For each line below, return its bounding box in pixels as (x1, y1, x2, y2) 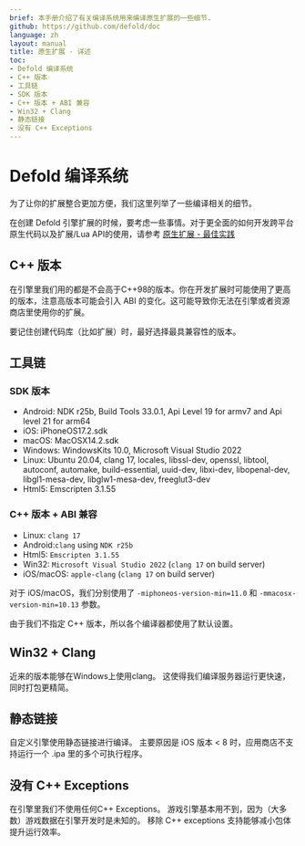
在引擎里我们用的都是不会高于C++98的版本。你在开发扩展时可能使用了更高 (9, 284, 291, 295)
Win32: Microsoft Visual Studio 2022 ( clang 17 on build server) (22, 559, 266, 569)
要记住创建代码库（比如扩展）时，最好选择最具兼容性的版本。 (9, 326, 241, 337)
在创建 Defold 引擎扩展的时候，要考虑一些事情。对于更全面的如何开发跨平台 (9, 216, 294, 228)
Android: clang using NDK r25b (22, 539, 134, 550)
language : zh (9, 30, 59, 39)
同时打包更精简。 (9, 682, 74, 693)
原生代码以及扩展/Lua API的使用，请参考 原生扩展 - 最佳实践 (9, 228, 235, 239)
